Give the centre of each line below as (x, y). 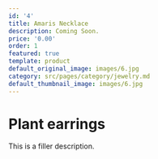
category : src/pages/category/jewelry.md (79, 76)
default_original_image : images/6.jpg (74, 69)
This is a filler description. (51, 146)
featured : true (34, 54)
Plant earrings (57, 124)
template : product (39, 62)
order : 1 (23, 46)
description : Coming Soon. (54, 31)
